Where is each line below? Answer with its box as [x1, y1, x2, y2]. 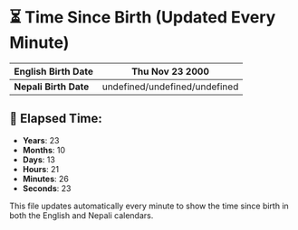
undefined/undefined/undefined [101, 80, 239, 93]
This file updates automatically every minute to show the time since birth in [9, 200, 290, 211]
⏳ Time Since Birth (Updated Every [9, 7, 276, 28]
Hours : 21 [22, 163, 60, 174]
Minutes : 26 [22, 173, 70, 184]
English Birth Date [14, 65, 93, 78]
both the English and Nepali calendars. [9, 209, 154, 221]
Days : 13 [22, 154, 56, 165]
